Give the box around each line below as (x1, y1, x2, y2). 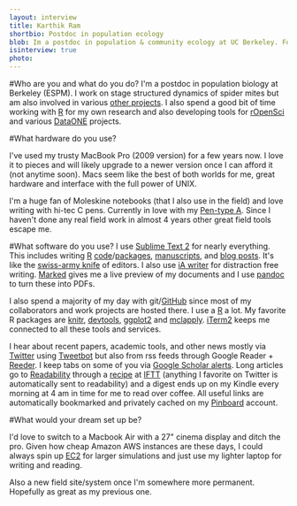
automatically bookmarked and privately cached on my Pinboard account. (9, 397, 278, 408)
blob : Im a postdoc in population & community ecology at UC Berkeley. (9, 37, 278, 47)
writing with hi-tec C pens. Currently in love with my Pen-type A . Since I (9, 205, 271, 215)
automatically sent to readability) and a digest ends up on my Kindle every (9, 379, 279, 389)
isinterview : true (9, 46, 77, 55)
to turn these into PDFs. (9, 279, 95, 288)
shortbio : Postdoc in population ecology (9, 29, 164, 38)
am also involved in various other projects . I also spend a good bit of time (9, 97, 276, 107)
